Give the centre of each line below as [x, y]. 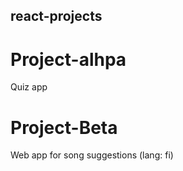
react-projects [56, 16]
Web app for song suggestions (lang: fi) [92, 155]
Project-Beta [64, 127]
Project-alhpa [68, 59]
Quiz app [29, 87]
